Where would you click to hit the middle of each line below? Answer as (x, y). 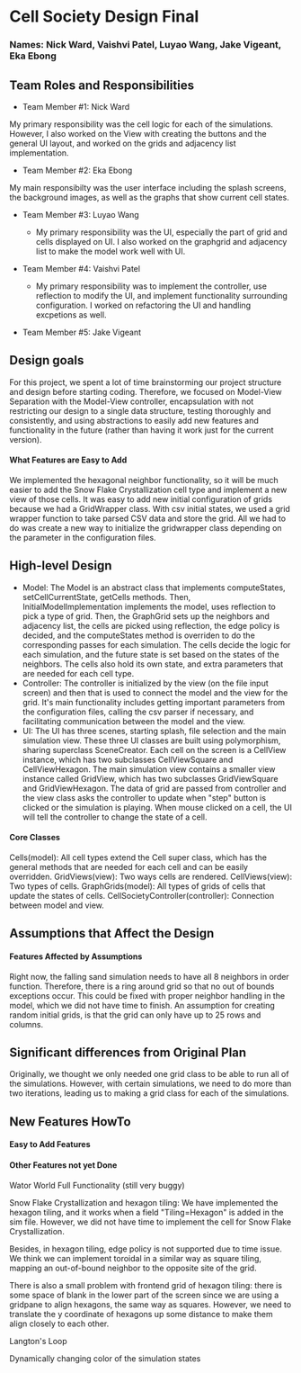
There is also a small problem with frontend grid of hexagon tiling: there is (146, 1285)
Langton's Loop (38, 1341)
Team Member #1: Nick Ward (76, 106)
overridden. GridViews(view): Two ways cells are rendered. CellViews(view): (151, 876)
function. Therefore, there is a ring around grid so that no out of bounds (142, 986)
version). (26, 439)
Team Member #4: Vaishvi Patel (81, 268)
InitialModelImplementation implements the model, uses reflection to (149, 606)
